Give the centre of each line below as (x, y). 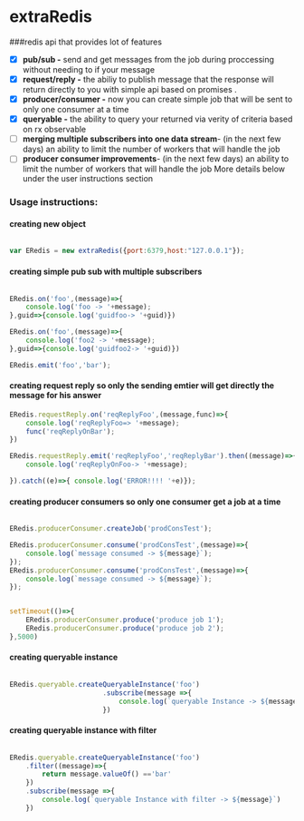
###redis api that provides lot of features (86, 42)
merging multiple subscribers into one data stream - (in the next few (152, 139)
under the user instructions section (88, 179)
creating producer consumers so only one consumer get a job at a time (145, 502)
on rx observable (54, 130)
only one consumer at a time (76, 110)
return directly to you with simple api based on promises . (129, 90)
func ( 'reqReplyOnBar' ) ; (71, 431)
